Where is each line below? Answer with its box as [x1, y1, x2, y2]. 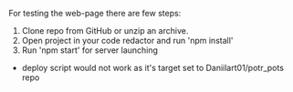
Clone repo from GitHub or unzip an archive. [21, 26, 189, 36]
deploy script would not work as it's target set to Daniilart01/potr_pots [21, 63, 285, 73]
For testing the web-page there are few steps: [8, 8, 182, 18]
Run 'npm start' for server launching [21, 45, 159, 56]
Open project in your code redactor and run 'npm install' [21, 36, 234, 46]
